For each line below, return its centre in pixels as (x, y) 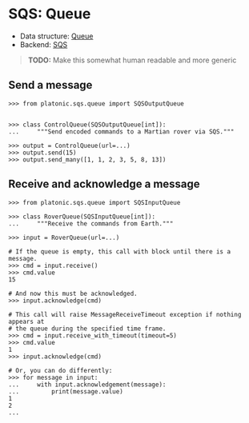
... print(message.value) (66, 391)
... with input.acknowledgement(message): (87, 385)
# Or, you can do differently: (60, 370)
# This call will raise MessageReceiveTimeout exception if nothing (125, 314)
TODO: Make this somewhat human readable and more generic (132, 60)
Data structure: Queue (56, 36)
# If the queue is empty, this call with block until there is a (119, 251)
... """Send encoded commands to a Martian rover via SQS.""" (121, 132)
